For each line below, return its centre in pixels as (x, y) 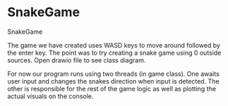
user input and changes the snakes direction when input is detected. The (114, 81)
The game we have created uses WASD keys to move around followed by (114, 45)
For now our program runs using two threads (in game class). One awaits (114, 74)
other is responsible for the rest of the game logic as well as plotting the (112, 88)
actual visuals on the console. (50, 96)
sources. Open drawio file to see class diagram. (77, 60)
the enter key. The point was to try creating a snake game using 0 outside (114, 53)
